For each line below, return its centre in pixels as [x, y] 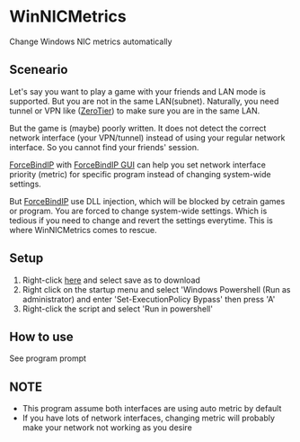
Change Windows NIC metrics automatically [91, 41]
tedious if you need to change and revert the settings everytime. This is [141, 220]
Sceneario [39, 70]
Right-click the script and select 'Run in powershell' [118, 309]
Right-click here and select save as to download [111, 280]
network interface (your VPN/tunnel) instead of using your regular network [147, 138]
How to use [41, 336]
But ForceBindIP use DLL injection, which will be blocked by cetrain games [147, 201]
